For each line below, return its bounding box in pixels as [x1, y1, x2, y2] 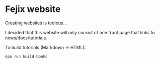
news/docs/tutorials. [5, 35, 47, 41]
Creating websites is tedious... [5, 20, 67, 26]
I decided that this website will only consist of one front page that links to [5, 29, 155, 35]
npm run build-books [5, 54, 48, 59]
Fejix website [5, 3, 61, 15]
